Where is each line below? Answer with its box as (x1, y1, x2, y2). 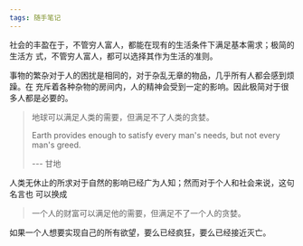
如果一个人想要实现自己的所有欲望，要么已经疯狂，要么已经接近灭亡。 (9, 227, 271, 238)
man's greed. (31, 139, 81, 150)
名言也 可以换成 (9, 188, 68, 199)
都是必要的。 (24, 92, 73, 103)
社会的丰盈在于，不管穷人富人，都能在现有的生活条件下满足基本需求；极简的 (9, 39, 295, 50)
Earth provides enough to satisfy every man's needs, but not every (31, 129, 280, 140)
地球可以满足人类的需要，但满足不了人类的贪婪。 (31, 111, 214, 122)
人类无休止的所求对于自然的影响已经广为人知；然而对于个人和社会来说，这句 (9, 177, 295, 188)
